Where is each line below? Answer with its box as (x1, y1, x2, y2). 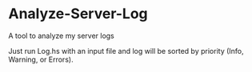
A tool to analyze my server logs (8, 31, 114, 40)
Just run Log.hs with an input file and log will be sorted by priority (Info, (8, 46, 244, 55)
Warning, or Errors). (8, 55, 74, 64)
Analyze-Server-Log (8, 5, 148, 23)
